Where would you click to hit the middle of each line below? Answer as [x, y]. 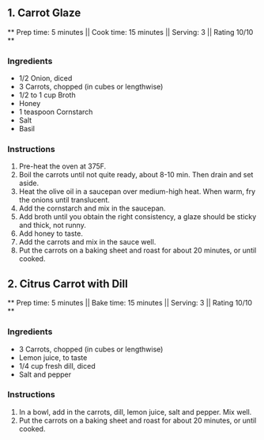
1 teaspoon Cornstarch [56, 112]
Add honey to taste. [51, 233]
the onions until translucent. [64, 200]
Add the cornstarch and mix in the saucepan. [92, 208]
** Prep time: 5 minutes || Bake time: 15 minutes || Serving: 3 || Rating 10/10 [130, 303]
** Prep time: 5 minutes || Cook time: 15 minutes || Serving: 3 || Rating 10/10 [130, 32]
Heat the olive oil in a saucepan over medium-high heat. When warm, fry [137, 192]
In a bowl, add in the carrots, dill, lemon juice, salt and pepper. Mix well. [135, 412]
